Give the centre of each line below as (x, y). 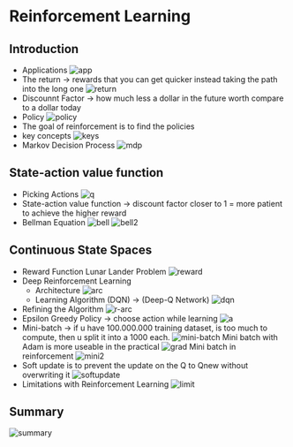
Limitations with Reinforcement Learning (95, 384)
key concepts (47, 136)
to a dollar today (52, 107)
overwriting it (46, 375)
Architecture (58, 290)
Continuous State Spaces (81, 250)
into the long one (53, 89)
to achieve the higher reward (74, 213)
